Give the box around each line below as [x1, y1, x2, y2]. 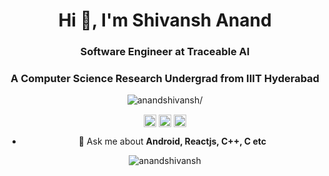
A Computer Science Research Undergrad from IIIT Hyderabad [10, 72, 320, 86]
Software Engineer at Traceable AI [80, 45, 250, 59]
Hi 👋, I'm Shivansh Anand [58, 9, 272, 32]
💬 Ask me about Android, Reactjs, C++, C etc [78, 135, 267, 147]
